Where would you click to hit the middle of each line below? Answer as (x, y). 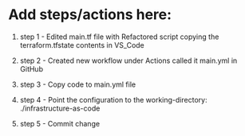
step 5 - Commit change (60, 123)
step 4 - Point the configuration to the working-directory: (113, 99)
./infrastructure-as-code (60, 108)
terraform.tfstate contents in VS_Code (82, 45)
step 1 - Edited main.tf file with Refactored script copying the (119, 37)
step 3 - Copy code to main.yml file (78, 84)
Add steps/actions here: (90, 15)
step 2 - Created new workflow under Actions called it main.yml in (128, 60)
